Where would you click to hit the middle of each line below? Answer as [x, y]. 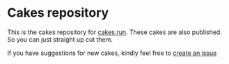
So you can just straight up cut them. [60, 39]
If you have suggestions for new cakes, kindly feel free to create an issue [112, 53]
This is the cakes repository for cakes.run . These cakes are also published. [115, 32]
